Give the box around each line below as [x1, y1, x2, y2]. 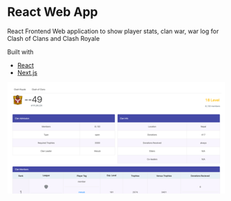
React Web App [7, 4, 98, 20]
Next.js [17, 68, 38, 77]
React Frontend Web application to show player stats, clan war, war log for [7, 27, 219, 35]
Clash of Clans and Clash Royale [7, 34, 100, 42]
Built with [7, 48, 34, 56]
